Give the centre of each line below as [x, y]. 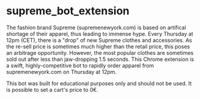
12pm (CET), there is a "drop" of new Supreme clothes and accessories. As [99, 40]
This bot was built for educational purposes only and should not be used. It [99, 83]
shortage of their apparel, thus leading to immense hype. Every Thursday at [100, 33]
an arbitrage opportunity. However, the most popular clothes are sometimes [100, 52]
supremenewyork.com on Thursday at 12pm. [62, 72]
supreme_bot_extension [68, 11]
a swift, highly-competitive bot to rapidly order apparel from [80, 65]
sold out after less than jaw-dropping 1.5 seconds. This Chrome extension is [100, 59]
